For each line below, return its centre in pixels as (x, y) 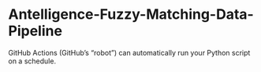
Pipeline (35, 31)
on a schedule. (32, 61)
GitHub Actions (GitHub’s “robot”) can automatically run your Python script (129, 52)
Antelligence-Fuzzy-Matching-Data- (131, 14)
